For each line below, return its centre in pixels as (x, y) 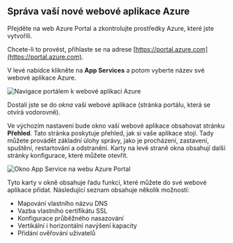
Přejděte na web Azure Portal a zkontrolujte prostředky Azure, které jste (111, 28)
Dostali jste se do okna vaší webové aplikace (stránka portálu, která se (109, 105)
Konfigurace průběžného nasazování (70, 218)
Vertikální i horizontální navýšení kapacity (77, 226)
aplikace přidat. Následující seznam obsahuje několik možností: (99, 190)
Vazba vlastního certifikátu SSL (62, 211)
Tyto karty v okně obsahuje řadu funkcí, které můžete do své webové (107, 182)
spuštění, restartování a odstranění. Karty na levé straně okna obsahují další (116, 148)
